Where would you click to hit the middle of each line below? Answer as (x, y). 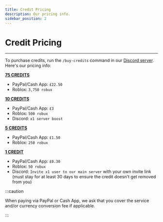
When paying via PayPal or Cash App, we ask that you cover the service (77, 201)
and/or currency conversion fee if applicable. (50, 206)
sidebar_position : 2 (26, 18)
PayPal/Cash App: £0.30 (36, 161)
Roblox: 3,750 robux (32, 90)
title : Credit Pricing (28, 9)
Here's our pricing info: (28, 65)
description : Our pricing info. (38, 14)
